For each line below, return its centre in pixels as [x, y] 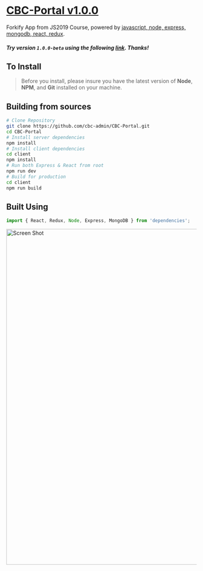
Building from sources [49, 106]
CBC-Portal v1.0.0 [52, 11]
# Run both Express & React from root [55, 166]
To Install [24, 66]
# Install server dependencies [46, 137]
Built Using [27, 207]
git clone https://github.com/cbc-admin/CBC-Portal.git [78, 126]
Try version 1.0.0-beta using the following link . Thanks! [78, 47]
